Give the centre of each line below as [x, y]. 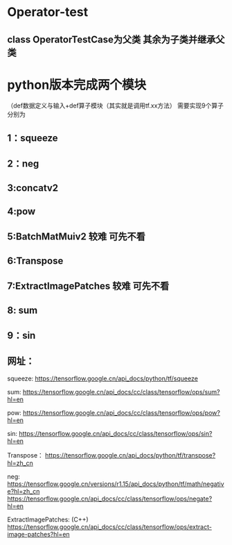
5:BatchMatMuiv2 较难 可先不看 [76, 237]
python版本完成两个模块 [77, 85]
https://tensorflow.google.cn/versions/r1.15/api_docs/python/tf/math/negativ [116, 484]
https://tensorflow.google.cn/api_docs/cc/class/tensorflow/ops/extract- [110, 527]
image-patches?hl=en [39, 534]
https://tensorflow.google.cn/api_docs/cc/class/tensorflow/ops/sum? [121, 392]
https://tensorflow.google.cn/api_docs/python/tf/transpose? [130, 455]
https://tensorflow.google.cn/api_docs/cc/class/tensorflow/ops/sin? [116, 433]
